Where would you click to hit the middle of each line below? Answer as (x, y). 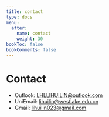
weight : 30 (30, 39)
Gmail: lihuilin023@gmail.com (50, 108)
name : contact (34, 34)
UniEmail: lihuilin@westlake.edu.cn (56, 101)
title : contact (25, 11)
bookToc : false (25, 45)
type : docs (19, 17)
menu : (13, 22)
